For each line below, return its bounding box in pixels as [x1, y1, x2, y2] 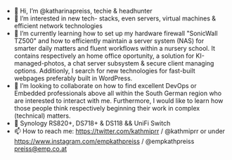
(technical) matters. [13, 111, 71, 120]
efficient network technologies [13, 22, 103, 30]
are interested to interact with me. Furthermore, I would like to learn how [13, 97, 224, 105]
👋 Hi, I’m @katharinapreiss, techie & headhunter [13, 7, 153, 15]
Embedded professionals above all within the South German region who [13, 89, 222, 97]
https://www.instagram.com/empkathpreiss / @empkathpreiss [13, 137, 195, 145]
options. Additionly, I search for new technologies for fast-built [13, 67, 195, 75]
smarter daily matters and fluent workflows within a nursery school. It [13, 44, 216, 52]
